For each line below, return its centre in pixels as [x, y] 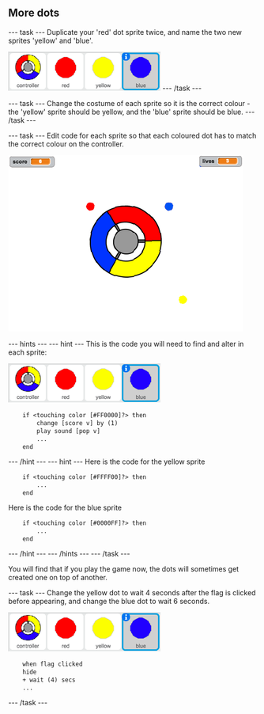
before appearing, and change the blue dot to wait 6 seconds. [109, 601]
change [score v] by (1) [77, 423]
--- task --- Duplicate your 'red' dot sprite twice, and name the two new [125, 32]
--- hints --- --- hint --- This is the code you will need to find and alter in [126, 344]
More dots [34, 13]
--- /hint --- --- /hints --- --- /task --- [69, 553]
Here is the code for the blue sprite [65, 507]
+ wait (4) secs [49, 680]
